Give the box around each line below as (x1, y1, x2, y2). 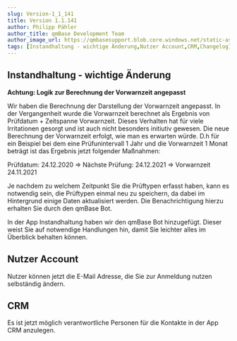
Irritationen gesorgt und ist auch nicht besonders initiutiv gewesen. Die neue (7, 124, 229, 133)
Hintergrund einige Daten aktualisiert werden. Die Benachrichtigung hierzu (7, 196, 224, 205)
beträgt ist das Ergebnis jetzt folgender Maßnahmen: (7, 146, 161, 155)
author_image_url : (7, 37, 61, 44)
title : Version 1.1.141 (7, 17, 78, 24)
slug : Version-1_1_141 (7, 10, 74, 18)
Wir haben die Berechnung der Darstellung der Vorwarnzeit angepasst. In (7, 102, 221, 110)
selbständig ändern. (7, 280, 66, 288)
